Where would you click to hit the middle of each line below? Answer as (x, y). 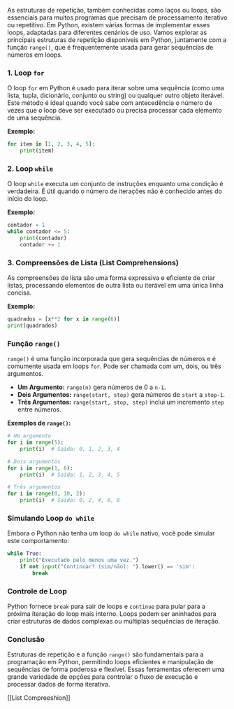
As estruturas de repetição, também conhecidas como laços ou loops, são (114, 10)
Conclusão (26, 640)
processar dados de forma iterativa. (59, 685)
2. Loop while (30, 169)
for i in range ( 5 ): (36, 443)
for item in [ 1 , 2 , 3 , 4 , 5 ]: (51, 144)
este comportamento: (38, 541)
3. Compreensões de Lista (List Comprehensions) (93, 262)
